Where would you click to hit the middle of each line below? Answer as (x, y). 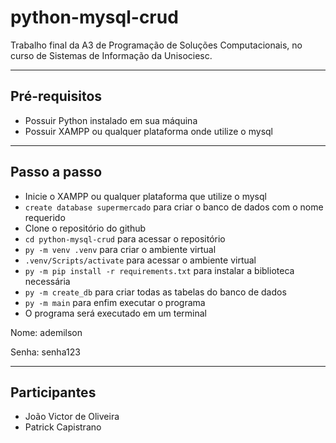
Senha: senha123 (45, 352)
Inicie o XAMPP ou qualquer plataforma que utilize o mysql (145, 196)
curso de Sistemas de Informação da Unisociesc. (111, 55)
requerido (45, 217)
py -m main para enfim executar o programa (115, 302)
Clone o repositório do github (85, 228)
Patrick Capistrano (63, 427)
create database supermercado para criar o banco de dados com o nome (174, 207)
